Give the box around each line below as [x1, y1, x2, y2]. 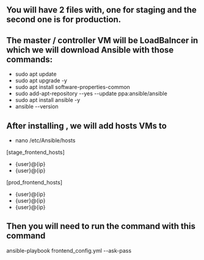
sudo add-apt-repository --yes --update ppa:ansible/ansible [15, 90, 168, 97]
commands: [6, 54, 53, 65]
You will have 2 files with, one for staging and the [6, 5, 197, 15]
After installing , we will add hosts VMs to [6, 120, 167, 131]
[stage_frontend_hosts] [6, 149, 65, 156]
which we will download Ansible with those [6, 45, 174, 55]
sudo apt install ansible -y [15, 96, 81, 104]
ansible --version [15, 103, 59, 110]
